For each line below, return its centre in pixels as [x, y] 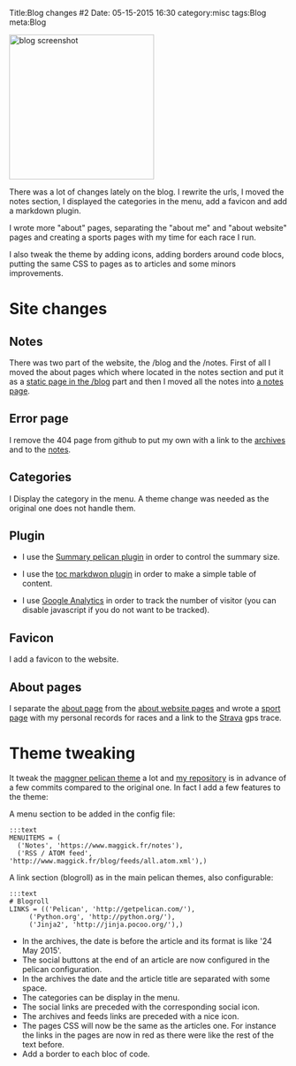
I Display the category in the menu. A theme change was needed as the [139, 498]
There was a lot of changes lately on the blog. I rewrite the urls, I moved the [147, 192]
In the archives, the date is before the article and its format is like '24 [147, 941]
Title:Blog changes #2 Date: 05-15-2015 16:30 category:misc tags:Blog [138, 13]
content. [37, 584]
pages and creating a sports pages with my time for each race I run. [133, 237]
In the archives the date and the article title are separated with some [146, 978]
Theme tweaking [72, 753]
